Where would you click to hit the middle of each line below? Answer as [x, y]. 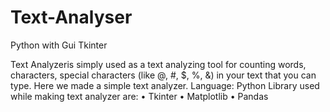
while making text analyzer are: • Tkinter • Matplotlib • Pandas [139, 96]
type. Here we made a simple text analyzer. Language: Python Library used [165, 85]
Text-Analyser [71, 17]
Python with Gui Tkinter [59, 45]
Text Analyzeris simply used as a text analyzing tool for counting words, [158, 64]
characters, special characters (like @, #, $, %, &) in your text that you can [163, 75]
